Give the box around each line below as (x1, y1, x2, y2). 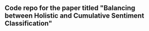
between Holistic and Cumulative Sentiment (4, 12, 145, 20)
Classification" (4, 19, 53, 28)
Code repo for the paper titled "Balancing (4, 4, 136, 12)
